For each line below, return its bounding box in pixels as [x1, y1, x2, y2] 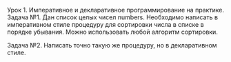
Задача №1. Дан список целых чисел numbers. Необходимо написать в [7, 13, 219, 21]
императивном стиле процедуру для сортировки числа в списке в [7, 21, 205, 28]
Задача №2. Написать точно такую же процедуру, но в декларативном [7, 41, 217, 49]
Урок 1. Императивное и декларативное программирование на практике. [7, 6, 225, 14]
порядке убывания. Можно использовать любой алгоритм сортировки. [7, 28, 219, 36]
